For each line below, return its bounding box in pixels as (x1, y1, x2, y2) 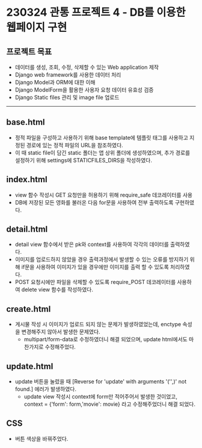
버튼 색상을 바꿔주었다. (14, 435, 69, 442)
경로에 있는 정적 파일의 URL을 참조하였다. (26, 141, 123, 148)
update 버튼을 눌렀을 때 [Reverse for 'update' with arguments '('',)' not (14, 378, 187, 385)
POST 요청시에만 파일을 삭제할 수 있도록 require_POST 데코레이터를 (14, 279, 176, 286)
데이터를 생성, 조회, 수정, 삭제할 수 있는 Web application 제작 (14, 64, 159, 71)
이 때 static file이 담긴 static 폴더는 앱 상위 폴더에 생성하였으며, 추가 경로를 (14, 149, 191, 156)
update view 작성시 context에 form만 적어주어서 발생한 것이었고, (23, 393, 178, 400)
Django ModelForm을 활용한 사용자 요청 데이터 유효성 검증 (14, 86, 154, 93)
